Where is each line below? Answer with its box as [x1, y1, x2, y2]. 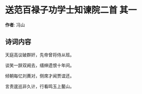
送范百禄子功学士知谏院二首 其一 [5, 4, 137, 16]
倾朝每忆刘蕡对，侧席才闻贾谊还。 [5, 73, 74, 79]
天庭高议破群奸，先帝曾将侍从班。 [5, 51, 74, 57]
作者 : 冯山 [5, 22, 25, 28]
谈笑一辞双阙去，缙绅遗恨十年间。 [5, 62, 74, 68]
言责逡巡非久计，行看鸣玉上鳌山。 [5, 83, 74, 89]
